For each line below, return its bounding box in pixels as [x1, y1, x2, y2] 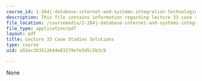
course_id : [6, 8, 34, 15]
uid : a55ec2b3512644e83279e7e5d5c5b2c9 [6, 48, 106, 54]
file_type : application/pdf [6, 25, 77, 32]
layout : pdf [6, 31, 36, 37]
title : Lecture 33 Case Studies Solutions [6, 36, 114, 42]
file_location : [6, 20, 44, 26]
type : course [6, 42, 39, 48]
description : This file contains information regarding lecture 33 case [6, 14, 192, 20]
